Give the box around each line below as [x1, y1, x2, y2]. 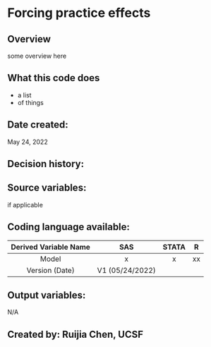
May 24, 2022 [7, 138, 48, 146]
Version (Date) [26, 265, 76, 275]
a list [17, 90, 32, 99]
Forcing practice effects [7, 5, 151, 21]
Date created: [7, 118, 68, 131]
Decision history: [7, 158, 85, 170]
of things [17, 98, 44, 106]
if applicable [7, 200, 44, 209]
